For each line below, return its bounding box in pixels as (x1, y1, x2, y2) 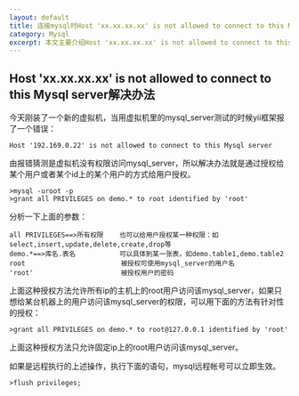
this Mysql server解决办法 (9, 86, 156, 102)
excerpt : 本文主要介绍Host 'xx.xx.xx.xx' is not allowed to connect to (9, 37, 273, 47)
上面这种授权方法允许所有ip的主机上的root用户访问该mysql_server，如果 (9, 286, 275, 296)
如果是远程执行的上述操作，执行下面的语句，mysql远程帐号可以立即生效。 (9, 361, 281, 372)
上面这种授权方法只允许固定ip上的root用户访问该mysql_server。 (9, 342, 244, 352)
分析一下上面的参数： (9, 211, 87, 222)
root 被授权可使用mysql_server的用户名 (9, 259, 236, 268)
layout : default (9, 12, 69, 22)
